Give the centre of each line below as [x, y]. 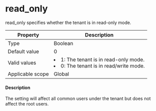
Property [28, 34]
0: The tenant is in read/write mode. [103, 65]
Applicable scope [28, 74]
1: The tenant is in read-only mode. [103, 59]
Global [61, 74]
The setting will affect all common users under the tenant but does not [78, 98]
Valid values [22, 62]
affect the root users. [27, 104]
